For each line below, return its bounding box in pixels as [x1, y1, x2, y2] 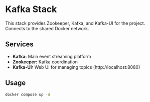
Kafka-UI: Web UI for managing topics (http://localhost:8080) [12, 64, 140, 70]
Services [5, 40, 34, 49]
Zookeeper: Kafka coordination [12, 59, 78, 65]
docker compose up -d [5, 92, 51, 97]
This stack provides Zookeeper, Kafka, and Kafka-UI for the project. [5, 20, 145, 26]
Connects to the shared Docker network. [5, 25, 89, 31]
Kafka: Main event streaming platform [12, 53, 91, 59]
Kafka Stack [5, 4, 57, 15]
